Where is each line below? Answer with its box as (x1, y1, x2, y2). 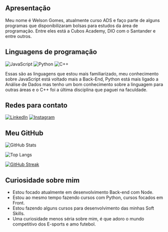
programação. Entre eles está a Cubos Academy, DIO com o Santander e (5, 27, 156, 34)
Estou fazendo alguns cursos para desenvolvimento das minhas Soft (12, 205, 154, 211)
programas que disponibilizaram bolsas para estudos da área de (5, 22, 138, 28)
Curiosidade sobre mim (5, 176, 80, 184)
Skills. (12, 210, 25, 216)
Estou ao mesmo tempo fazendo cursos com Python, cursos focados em (12, 194, 163, 200)
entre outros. (5, 33, 32, 39)
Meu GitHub (5, 128, 44, 137)
